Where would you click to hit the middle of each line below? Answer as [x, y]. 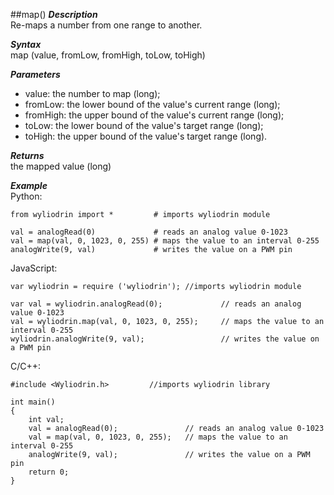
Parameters [35, 74]
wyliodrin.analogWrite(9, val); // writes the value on [165, 339]
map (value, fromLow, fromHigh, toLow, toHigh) [108, 55]
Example [29, 185]
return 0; [49, 472]
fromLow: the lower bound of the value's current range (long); [152, 104]
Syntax [26, 44]
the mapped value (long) [61, 166]
